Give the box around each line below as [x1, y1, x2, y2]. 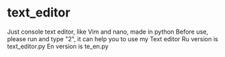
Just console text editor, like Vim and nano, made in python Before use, [7, 27, 209, 36]
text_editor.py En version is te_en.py [7, 42, 109, 50]
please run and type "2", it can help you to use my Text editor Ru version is [7, 34, 218, 43]
